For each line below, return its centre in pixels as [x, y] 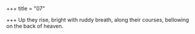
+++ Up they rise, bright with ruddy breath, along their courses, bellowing [98, 20]
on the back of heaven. [35, 26]
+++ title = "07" [26, 8]
